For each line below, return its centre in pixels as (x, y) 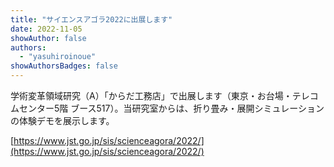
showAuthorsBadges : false (64, 66)
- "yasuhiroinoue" (58, 57)
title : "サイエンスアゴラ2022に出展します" (91, 19)
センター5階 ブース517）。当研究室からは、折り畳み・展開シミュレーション (171, 108)
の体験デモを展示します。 (62, 120)
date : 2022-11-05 (46, 29)
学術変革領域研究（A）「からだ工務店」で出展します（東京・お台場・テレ (160, 95)
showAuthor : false (48, 38)
